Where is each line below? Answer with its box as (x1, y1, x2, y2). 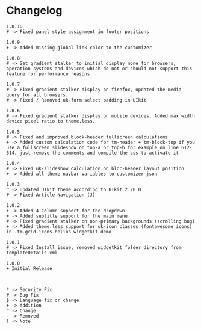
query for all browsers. (6, 91, 69, 98)
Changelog (6, 4, 63, 17)
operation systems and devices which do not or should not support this (6, 66, 193, 72)
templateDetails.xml (6, 250, 58, 256)
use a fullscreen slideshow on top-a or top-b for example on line (6, 144, 179, 150)
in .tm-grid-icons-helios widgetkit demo (6, 229, 112, 235)
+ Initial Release (6, 265, 52, 271)
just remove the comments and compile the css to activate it (19, 150, 179, 156)
